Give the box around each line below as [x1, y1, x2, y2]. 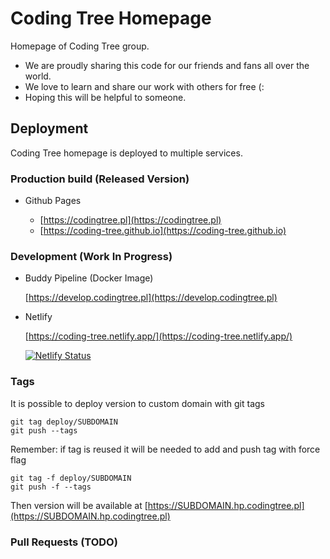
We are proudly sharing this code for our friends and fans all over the [24, 59, 310, 71]
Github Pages [24, 195, 82, 207]
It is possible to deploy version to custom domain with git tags [10, 397, 266, 409]
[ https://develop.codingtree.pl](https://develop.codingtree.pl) [24, 292, 278, 304]
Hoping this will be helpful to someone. [24, 91, 187, 103]
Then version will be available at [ [10, 499, 148, 511]
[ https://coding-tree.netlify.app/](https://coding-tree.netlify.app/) [24, 330, 293, 342]
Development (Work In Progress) [10, 249, 173, 263]
